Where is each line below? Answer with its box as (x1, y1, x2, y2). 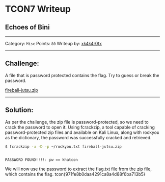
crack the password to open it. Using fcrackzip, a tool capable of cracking (5, 124, 155, 130)
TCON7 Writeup (5, 3, 71, 15)
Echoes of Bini (5, 23, 50, 31)
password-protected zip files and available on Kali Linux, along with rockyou (5, 129, 160, 135)
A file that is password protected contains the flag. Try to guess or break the (5, 72, 160, 78)
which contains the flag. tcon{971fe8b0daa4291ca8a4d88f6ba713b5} (5, 171, 146, 177)
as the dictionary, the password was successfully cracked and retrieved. (5, 134, 152, 140)
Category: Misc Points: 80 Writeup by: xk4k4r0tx (5, 41, 102, 46)
